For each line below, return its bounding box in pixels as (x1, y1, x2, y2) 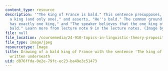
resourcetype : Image (5, 44, 48, 49)
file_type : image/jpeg (5, 40, 52, 45)
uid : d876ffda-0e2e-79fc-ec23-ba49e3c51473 (5, 58, 97, 63)
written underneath (9, 53, 50, 59)
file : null (5, 30, 28, 35)
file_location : (5, 35, 37, 40)
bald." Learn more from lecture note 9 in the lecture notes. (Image (9, 26, 157, 31)
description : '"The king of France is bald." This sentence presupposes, (5, 12, 162, 17)
